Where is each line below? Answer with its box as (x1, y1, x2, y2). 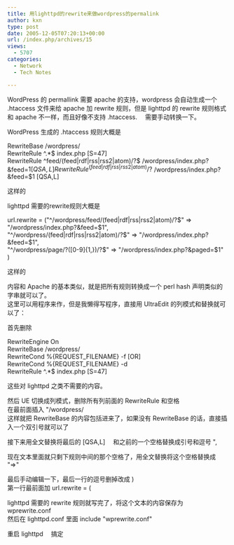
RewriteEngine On (7, 338, 60, 346)
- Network (13, 62, 42, 69)
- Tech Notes (13, 69, 52, 76)
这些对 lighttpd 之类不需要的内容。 (7, 382, 106, 390)
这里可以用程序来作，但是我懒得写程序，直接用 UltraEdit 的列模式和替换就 (7, 300, 220, 308)
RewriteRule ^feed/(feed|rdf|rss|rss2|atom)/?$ (7, 156, 141, 165)
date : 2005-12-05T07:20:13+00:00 (7, 29, 105, 37)
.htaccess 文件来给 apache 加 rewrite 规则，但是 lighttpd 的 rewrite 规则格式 (7, 104, 226, 112)
